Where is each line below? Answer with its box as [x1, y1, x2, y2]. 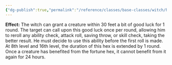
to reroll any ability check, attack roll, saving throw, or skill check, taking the [5, 32, 165, 38]
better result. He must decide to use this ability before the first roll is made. [5, 38, 163, 44]
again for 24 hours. [5, 54, 46, 60]
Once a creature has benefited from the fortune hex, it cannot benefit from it [5, 48, 166, 54]
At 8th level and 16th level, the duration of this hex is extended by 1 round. [5, 43, 161, 49]
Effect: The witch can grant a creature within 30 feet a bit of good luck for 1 [5, 21, 165, 27]
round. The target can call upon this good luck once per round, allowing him [5, 26, 165, 33]
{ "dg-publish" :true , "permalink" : [5, 7, 77, 13]
